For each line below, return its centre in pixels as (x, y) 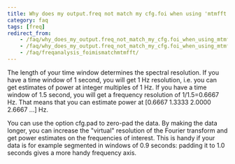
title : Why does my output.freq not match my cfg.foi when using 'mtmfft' (119, 14)
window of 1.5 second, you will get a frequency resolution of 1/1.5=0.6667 (113, 94)
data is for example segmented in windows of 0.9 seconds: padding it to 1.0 (116, 145)
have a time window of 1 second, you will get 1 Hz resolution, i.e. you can (112, 80)
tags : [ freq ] (26, 27)
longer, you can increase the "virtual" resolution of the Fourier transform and (117, 131)
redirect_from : (29, 33)
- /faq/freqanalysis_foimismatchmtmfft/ (79, 53)
